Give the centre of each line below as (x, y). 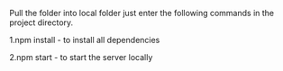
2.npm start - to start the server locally (81, 57)
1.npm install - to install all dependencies (85, 40)
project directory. (41, 22)
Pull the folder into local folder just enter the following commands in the (142, 13)
